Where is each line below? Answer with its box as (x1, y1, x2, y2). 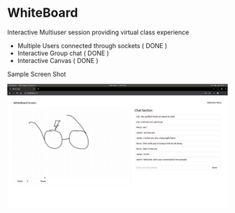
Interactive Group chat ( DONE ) (17, 49, 110, 57)
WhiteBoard (7, 5, 78, 21)
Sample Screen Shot (7, 70, 66, 78)
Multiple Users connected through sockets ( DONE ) (17, 41, 168, 50)
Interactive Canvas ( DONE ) (17, 56, 99, 64)
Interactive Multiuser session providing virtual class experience (7, 28, 190, 36)
